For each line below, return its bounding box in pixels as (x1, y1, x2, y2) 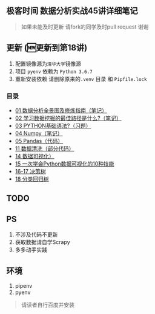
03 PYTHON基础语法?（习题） (15, 122, 91, 129)
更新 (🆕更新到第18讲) (6, 43, 88, 53)
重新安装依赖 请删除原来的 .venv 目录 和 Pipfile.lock (15, 75, 147, 82)
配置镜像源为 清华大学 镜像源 (15, 60, 82, 67)
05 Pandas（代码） (15, 137, 64, 144)
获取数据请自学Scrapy (15, 239, 71, 246)
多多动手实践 (15, 246, 47, 254)
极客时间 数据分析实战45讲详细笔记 (6, 5, 138, 16)
